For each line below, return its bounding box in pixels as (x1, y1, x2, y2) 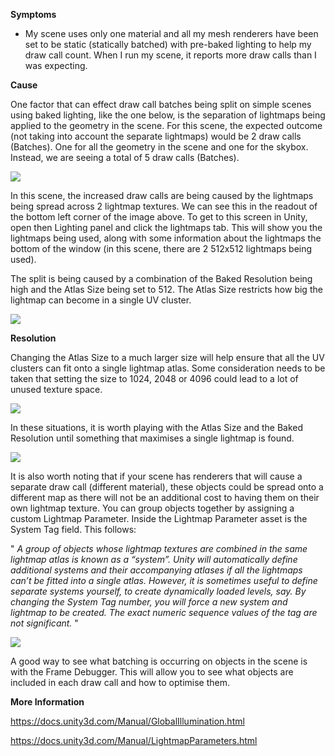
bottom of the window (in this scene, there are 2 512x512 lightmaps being (10, 243, 313, 254)
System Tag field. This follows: (10, 524, 137, 535)
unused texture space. (10, 384, 103, 395)
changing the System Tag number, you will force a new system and (10, 596, 288, 608)
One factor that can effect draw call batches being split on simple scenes (10, 99, 312, 110)
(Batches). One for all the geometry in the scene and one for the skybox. (10, 141, 309, 153)
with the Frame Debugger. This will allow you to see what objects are (10, 666, 294, 678)
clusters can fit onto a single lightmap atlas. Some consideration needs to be (10, 362, 326, 374)
